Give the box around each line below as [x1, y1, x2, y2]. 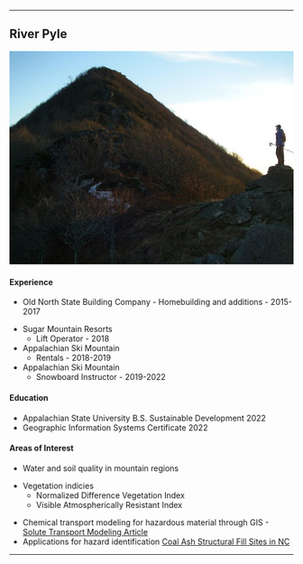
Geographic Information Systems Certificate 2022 [22, 421, 208, 433]
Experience [9, 276, 53, 287]
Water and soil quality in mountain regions [22, 462, 179, 474]
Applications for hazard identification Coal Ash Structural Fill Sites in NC [22, 536, 290, 547]
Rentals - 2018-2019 [35, 353, 111, 364]
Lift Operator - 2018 [35, 333, 110, 344]
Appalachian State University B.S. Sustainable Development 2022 [22, 412, 266, 423]
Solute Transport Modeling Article [22, 526, 149, 537]
